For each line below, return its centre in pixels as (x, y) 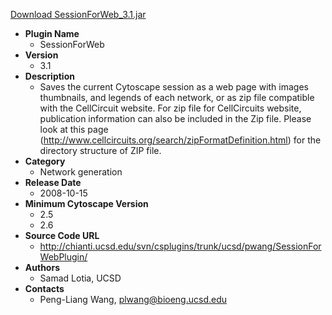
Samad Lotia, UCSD (80, 278)
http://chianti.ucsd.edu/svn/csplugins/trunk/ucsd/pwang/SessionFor (180, 246)
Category (45, 161)
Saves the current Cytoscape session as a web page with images (174, 87)
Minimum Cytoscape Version (86, 203)
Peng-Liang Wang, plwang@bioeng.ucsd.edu (133, 299)
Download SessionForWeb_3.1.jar (78, 14)
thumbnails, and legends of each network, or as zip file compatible (177, 97)
